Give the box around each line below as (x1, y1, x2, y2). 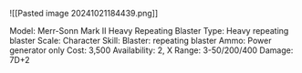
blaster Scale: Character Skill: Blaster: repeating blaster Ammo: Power (9, 36, 272, 46)
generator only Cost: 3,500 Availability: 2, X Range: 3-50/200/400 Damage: (9, 45, 294, 56)
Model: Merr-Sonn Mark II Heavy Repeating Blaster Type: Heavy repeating (9, 26, 289, 36)
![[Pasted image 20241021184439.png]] (9, 8, 159, 18)
